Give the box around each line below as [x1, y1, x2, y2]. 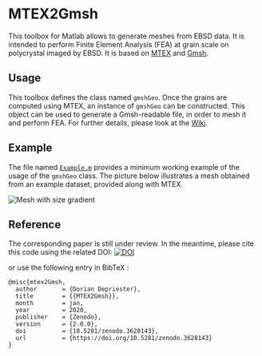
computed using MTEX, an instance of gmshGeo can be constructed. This [8, 101, 245, 110]
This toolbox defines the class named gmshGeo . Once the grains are [8, 93, 228, 102]
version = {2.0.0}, [15, 320, 98, 328]
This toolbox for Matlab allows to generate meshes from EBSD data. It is [8, 31, 245, 41]
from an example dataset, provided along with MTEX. [8, 179, 184, 188]
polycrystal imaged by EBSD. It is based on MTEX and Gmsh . [8, 48, 209, 57]
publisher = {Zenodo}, [15, 313, 102, 322]
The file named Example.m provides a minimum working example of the [8, 162, 240, 172]
